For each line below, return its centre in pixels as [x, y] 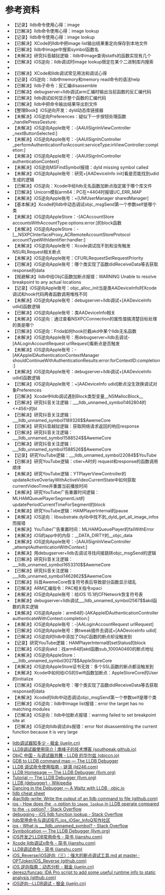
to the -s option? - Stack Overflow [47, 809]
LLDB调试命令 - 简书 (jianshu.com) [47, 849]
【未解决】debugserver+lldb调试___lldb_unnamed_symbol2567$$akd [82, 600]
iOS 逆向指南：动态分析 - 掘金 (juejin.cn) [53, 866]
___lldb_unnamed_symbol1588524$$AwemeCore [62, 438]
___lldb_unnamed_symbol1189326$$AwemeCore [61, 420]
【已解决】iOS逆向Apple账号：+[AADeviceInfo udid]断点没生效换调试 [82, 384]
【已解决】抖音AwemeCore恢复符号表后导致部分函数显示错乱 [74, 582]
